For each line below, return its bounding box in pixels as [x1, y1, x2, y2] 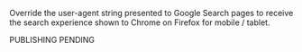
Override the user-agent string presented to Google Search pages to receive [9, 8, 294, 18]
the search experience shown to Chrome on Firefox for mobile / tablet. [9, 17, 270, 28]
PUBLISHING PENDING [9, 35, 96, 45]
